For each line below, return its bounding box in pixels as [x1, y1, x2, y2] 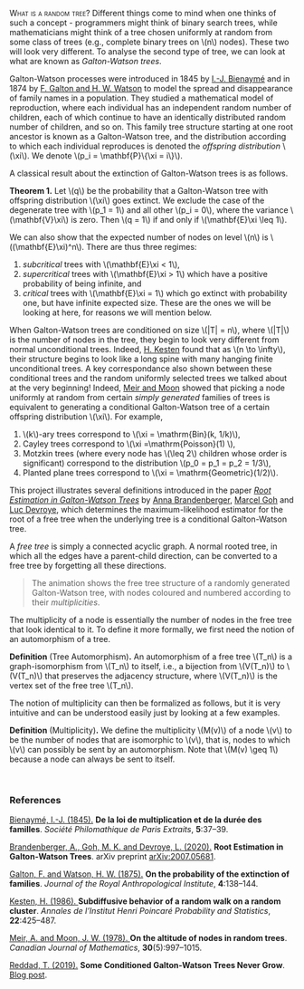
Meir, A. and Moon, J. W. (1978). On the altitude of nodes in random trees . [9, 933, 288, 944]
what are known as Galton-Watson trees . [9, 56, 162, 66]
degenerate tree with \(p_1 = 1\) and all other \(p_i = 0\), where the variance [9, 205, 289, 216]
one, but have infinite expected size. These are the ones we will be [22, 298, 271, 308]
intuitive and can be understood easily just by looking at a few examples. [9, 707, 280, 718]
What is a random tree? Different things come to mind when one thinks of [9, 8, 277, 18]
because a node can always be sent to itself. [9, 754, 176, 764]
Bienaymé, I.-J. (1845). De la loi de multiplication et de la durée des [9, 814, 262, 825]
